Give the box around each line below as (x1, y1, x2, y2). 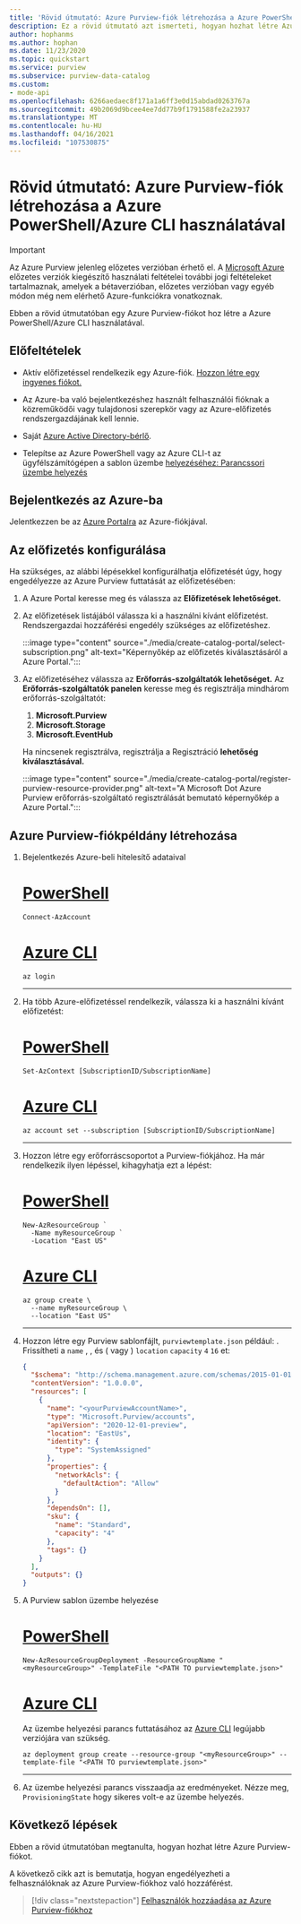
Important (9, 244, 46, 255)
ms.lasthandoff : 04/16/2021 (9, 130, 115, 139)
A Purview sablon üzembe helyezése (21, 1595, 159, 1606)
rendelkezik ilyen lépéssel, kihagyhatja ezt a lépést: (21, 1160, 212, 1170)
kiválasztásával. (21, 756, 85, 767)
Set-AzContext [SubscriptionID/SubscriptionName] (21, 1066, 212, 1075)
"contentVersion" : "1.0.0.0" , (30, 1379, 143, 1388)
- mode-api (9, 88, 50, 97)
